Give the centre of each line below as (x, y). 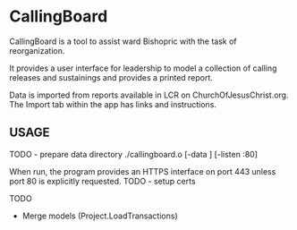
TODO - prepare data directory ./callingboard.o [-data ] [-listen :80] (133, 154)
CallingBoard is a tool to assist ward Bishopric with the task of (123, 41)
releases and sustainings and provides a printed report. (111, 77)
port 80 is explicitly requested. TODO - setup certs (102, 181)
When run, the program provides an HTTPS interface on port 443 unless (143, 171)
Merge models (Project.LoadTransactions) (100, 216)
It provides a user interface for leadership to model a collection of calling (143, 68)
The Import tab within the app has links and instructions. (113, 104)
